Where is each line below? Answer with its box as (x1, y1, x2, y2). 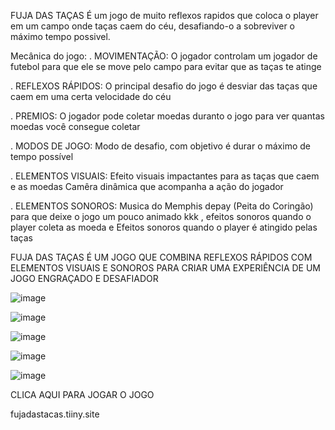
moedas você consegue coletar (10, 121, 141, 132)
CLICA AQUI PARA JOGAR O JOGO (10, 389, 155, 400)
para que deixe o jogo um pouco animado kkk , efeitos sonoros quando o (10, 211, 312, 222)
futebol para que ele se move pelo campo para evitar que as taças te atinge (10, 61, 322, 72)
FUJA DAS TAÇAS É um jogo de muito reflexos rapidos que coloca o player (10, 10, 319, 21)
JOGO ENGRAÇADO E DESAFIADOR (10, 273, 159, 284)
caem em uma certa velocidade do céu (10, 91, 172, 102)
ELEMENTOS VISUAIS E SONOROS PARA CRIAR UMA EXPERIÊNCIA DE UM (10, 262, 322, 274)
